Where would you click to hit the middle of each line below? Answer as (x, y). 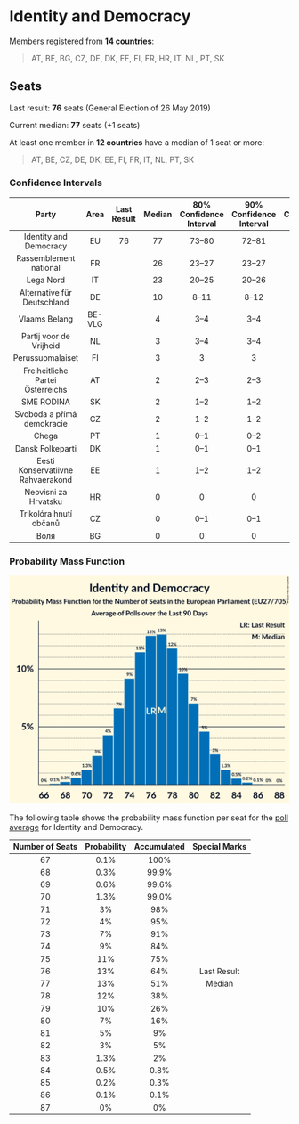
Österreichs (46, 389)
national (45, 268)
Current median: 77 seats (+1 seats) (75, 125)
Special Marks (220, 847)
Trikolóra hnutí (46, 514)
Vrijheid (46, 346)
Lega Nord (45, 280)
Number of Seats (45, 847)
